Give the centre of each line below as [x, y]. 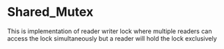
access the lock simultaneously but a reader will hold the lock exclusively [112, 38]
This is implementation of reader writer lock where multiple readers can [110, 31]
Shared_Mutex [50, 12]
